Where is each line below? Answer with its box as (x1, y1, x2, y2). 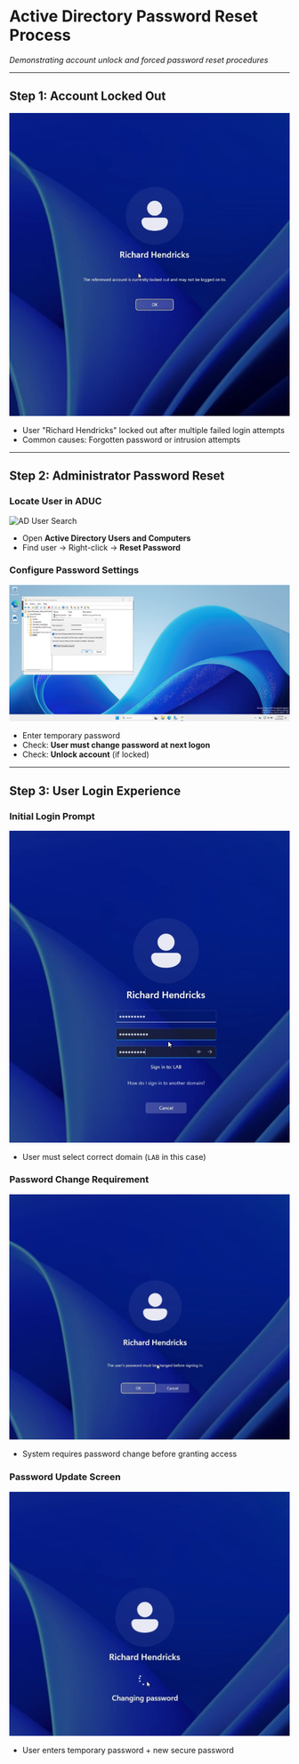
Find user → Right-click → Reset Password (21, 542, 181, 552)
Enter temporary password (21, 730, 121, 741)
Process (9, 25, 71, 45)
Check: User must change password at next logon (21, 740, 211, 751)
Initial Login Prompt (9, 810, 95, 822)
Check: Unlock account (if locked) (21, 749, 149, 760)
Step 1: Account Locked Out (9, 89, 166, 104)
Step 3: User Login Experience (9, 783, 181, 798)
